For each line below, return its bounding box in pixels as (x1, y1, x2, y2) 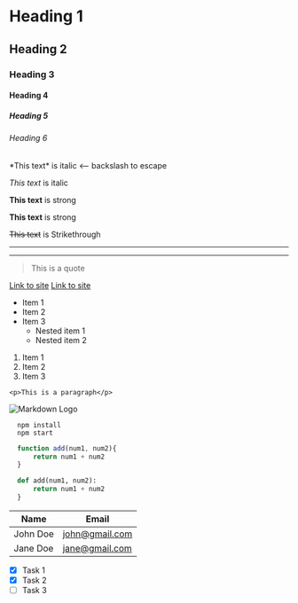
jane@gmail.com (62, 542, 133, 554)
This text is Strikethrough (9, 229, 101, 239)
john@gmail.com (62, 528, 133, 540)
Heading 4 (9, 90, 49, 101)
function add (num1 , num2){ (17, 443, 117, 453)
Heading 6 (9, 133, 48, 144)
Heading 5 (9, 110, 49, 121)
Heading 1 (9, 6, 84, 27)
